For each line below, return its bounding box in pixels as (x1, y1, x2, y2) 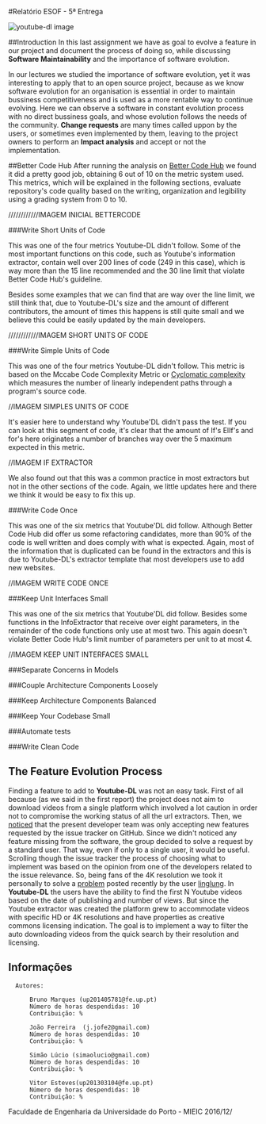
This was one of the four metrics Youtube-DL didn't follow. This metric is (8, 361, 245, 370)
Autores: (15, 981, 44, 990)
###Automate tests (8, 727, 71, 736)
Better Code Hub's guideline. (8, 274, 103, 284)
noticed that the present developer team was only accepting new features (8, 819, 249, 829)
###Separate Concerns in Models (8, 666, 119, 674)
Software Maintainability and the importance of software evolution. (8, 55, 230, 63)
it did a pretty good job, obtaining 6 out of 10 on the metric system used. (8, 170, 244, 178)
